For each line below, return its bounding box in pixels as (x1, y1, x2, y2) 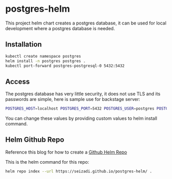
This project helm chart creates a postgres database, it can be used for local (5, 20, 166, 26)
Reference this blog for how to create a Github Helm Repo (5, 149, 127, 155)
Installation (5, 40, 42, 49)
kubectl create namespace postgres (5, 54, 81, 59)
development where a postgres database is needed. (5, 25, 115, 31)
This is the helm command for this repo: (5, 159, 90, 165)
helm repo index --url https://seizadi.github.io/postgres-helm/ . (5, 169, 153, 174)
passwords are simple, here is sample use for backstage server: (5, 96, 140, 103)
